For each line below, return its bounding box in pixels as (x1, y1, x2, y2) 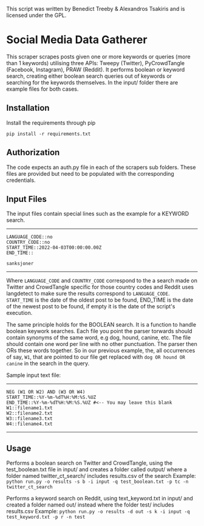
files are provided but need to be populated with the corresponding (6, 170, 174, 177)
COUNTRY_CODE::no (6, 240, 50, 246)
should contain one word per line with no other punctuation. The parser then (6, 341, 197, 348)
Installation (6, 103, 50, 113)
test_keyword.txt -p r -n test (6, 514, 86, 521)
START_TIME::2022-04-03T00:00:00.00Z (6, 244, 102, 251)
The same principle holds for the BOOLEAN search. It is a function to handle (6, 321, 196, 328)
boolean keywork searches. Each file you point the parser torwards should (6, 328, 192, 335)
